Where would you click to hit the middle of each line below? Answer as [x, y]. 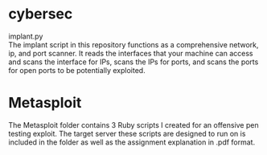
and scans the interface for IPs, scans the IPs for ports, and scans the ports [133, 62]
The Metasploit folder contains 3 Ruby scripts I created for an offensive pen [133, 124]
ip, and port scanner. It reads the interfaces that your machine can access [131, 53]
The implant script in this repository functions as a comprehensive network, [133, 44]
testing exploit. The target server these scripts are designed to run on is [127, 133]
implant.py [26, 36]
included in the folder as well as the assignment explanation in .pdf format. [132, 142]
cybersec [41, 14]
